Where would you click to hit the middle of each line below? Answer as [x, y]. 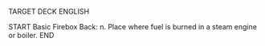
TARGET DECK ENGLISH [49, 11]
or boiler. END [31, 35]
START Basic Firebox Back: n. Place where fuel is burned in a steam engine [132, 27]
